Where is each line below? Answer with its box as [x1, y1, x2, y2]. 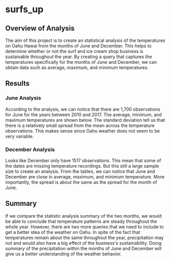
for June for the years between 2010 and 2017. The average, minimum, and [5, 111, 162, 118]
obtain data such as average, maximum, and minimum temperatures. [5, 65, 149, 70]
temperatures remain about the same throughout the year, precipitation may [5, 234, 164, 241]
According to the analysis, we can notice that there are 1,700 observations [5, 106, 161, 112]
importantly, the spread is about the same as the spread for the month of [5, 179, 157, 185]
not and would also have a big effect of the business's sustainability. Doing [5, 240, 162, 246]
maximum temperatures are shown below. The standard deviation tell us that [5, 117, 165, 123]
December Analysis [5, 146, 55, 153]
